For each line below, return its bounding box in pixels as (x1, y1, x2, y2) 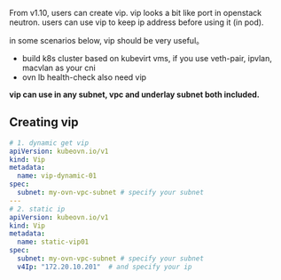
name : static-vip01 (17, 237, 90, 247)
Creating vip (9, 115, 79, 130)
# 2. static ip (9, 204, 66, 213)
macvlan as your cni (21, 62, 96, 73)
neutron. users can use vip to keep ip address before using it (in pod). (9, 17, 264, 28)
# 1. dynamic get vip (9, 138, 90, 148)
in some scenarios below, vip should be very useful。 (9, 36, 205, 45)
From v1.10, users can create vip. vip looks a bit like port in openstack (9, 8, 262, 18)
